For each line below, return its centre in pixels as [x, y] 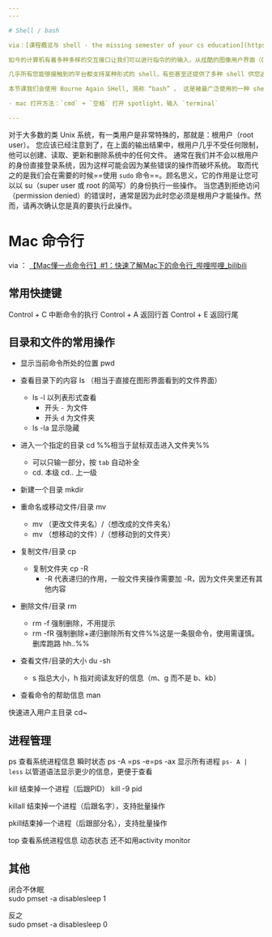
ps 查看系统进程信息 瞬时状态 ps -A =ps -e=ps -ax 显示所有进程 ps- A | [128, 761]
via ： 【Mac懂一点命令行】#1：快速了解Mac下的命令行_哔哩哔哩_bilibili [127, 265]
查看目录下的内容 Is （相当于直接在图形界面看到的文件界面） [121, 381]
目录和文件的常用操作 [62, 342]
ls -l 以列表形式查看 [64, 398]
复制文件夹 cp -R [60, 569]
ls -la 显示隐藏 [55, 428]
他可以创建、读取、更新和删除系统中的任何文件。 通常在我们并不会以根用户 [134, 155]
